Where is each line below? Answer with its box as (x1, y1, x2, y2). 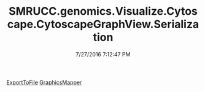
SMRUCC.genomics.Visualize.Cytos (8, 4, 198, 18)
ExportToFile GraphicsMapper (6, 79, 82, 86)
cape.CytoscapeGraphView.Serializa (7, 17, 199, 31)
